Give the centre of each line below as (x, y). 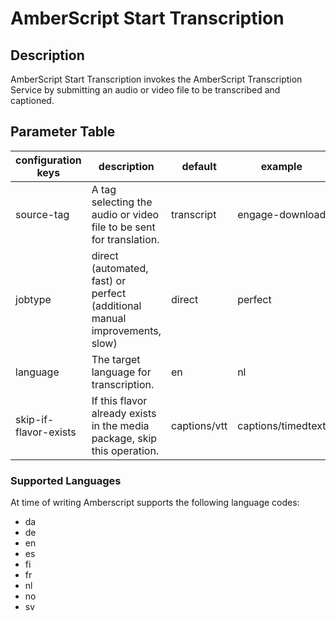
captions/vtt (199, 425)
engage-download (282, 214)
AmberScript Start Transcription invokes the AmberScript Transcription (156, 79)
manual (109, 318)
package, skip (124, 438)
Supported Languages (66, 480)
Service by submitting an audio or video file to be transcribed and (145, 90)
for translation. (125, 239)
